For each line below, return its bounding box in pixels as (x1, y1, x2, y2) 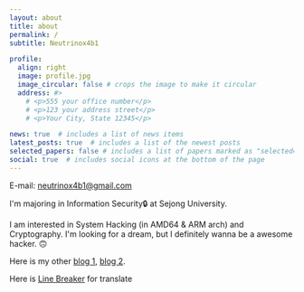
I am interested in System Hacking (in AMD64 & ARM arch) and (9, 219, 244, 230)
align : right (17, 63, 67, 72)
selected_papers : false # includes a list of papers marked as (9, 146, 253, 156)
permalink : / (9, 30, 59, 39)
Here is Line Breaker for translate (9, 273, 133, 284)
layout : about (9, 13, 63, 23)
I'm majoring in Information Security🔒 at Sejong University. (9, 198, 228, 209)
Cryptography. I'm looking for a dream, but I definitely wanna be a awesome (9, 228, 293, 240)
